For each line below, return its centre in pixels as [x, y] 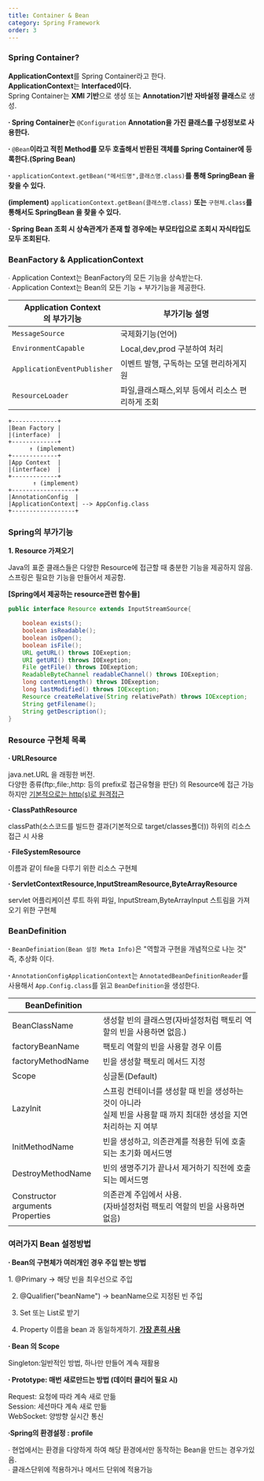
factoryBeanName [46, 1046]
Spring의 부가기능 [40, 532]
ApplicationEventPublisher [62, 369]
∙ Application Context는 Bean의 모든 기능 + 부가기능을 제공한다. [107, 287]
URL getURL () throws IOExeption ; [77, 653]
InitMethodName [43, 1147]
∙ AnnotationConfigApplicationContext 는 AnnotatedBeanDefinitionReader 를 [128, 976]
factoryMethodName [51, 1061]
